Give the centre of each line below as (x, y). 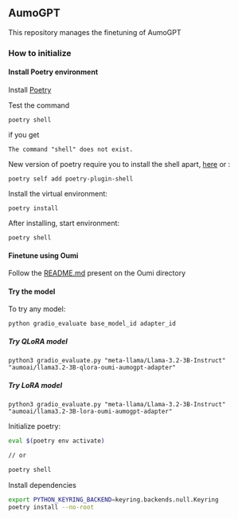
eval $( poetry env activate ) (57, 441)
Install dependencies (43, 485)
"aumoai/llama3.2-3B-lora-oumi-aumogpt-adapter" (90, 412)
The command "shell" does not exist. (71, 149)
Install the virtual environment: (58, 193)
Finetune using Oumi (43, 256)
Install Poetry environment (53, 72)
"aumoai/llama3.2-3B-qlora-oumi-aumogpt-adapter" (92, 368)
